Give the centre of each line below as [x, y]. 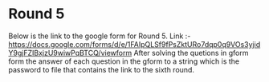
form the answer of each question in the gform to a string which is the [124, 61]
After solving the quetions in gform [191, 53]
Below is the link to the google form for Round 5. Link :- [100, 36]
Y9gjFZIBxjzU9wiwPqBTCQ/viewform [70, 53]
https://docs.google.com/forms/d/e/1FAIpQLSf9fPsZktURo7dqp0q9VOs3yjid [134, 44]
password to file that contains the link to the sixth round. [102, 69]
